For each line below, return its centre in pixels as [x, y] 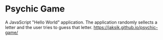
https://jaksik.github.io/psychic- [126, 27]
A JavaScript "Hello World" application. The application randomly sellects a [81, 22]
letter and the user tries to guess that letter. [49, 27]
